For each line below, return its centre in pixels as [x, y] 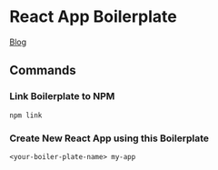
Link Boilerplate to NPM [62, 96]
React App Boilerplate [93, 17]
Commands [43, 70]
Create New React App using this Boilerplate [109, 138]
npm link [26, 115]
